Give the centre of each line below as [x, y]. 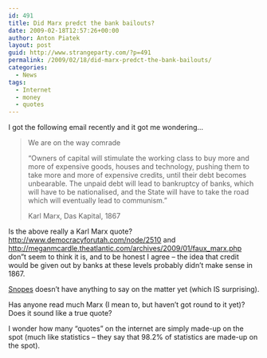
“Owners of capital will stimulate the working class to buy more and [138, 158]
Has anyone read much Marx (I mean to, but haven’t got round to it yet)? [127, 305]
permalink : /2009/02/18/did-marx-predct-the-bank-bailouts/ [110, 61]
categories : [28, 68]
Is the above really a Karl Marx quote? [71, 231]
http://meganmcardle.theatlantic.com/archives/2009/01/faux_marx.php [125, 249]
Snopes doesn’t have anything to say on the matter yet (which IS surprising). [134, 289]
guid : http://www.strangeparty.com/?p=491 [80, 53]
